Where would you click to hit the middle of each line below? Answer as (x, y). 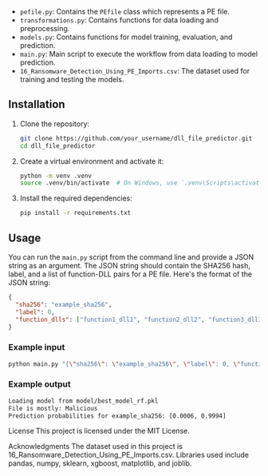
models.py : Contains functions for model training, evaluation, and (126, 37)
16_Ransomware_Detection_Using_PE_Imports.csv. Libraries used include (129, 455)
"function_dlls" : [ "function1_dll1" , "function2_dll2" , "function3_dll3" (140, 319)
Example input (37, 347)
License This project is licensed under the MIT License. (99, 431)
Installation (37, 104)
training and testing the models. (72, 79)
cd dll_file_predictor (57, 146)
